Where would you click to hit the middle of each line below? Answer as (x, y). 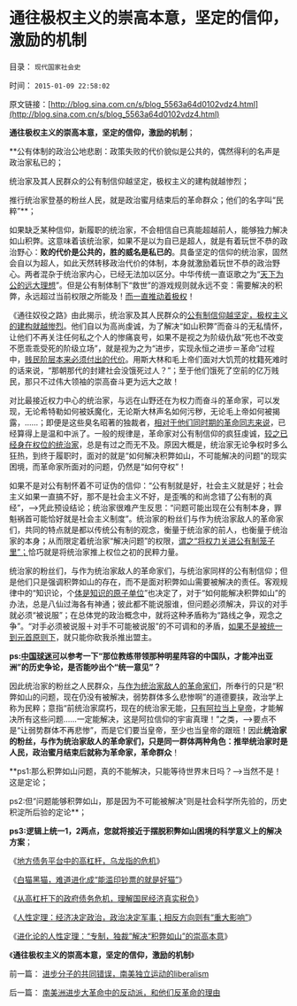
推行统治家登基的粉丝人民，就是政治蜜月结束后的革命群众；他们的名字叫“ (143, 199)
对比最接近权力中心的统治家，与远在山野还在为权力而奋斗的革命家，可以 (141, 400)
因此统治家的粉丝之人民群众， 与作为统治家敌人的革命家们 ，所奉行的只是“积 (147, 685)
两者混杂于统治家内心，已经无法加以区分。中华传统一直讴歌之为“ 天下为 (154, 274)
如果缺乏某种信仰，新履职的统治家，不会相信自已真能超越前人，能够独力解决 (148, 229)
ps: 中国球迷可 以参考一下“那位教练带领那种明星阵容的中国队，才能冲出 (137, 655)
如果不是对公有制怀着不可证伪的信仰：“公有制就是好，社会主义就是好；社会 (147, 485)
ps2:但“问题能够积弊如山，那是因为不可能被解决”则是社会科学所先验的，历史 (148, 801)
